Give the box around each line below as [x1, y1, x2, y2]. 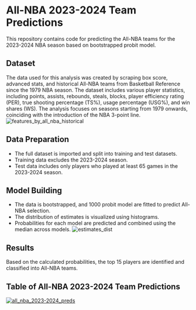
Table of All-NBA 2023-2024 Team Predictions [6, 281, 180, 291]
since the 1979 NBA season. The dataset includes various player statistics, [6, 86, 185, 94]
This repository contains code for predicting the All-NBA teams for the [6, 35, 176, 42]
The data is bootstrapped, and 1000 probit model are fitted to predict [14, 201, 180, 208]
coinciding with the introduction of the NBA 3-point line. [6, 111, 141, 118]
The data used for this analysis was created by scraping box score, [6, 74, 168, 81]
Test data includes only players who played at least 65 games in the [14, 162, 178, 170]
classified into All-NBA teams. [6, 264, 78, 272]
